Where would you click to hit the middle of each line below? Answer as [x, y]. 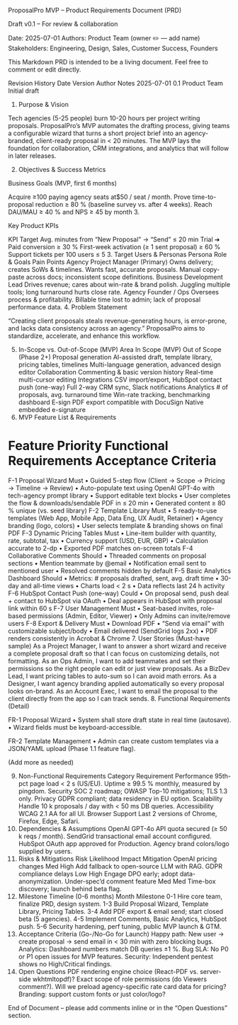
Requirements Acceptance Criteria [112, 461]
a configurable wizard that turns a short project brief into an [95, 133]
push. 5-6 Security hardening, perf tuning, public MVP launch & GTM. [120, 926]
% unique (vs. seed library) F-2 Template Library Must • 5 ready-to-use [113, 510]
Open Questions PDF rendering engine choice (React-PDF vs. [108, 971]
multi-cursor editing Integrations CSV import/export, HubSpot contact [120, 379]
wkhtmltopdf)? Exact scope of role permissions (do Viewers [120, 979]
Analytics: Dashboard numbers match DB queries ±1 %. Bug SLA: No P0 [123, 949]
